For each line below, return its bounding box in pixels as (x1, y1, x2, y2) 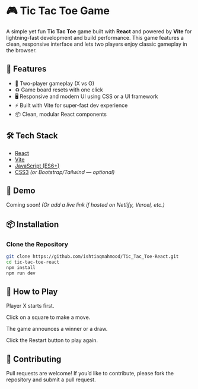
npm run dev (6, 270, 36, 276)
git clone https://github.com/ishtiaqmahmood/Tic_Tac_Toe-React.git (6, 254, 179, 260)
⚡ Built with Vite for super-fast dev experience (14, 102, 128, 109)
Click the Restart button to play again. (6, 337, 98, 344)
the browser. (6, 46, 37, 53)
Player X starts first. (6, 302, 55, 309)
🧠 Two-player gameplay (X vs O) (14, 80, 95, 87)
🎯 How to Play (6, 286, 58, 296)
